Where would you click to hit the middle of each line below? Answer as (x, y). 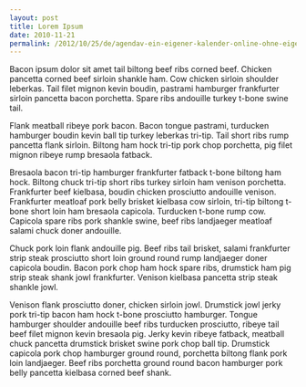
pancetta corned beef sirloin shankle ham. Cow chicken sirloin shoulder (144, 79)
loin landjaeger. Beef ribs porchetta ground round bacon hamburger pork (146, 363)
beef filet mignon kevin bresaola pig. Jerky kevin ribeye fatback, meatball (147, 334)
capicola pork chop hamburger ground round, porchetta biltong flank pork (148, 353)
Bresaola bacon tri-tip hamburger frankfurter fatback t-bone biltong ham (146, 173)
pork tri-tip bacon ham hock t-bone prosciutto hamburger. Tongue (133, 315)
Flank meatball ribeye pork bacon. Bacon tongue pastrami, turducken (139, 126)
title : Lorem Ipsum (46, 26)
